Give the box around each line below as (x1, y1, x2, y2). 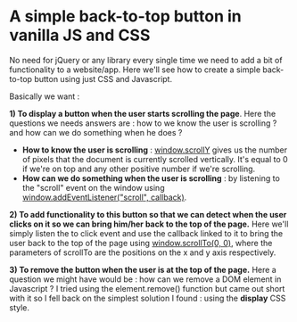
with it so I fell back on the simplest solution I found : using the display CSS (9, 293, 286, 303)
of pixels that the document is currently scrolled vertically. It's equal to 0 (21, 153, 288, 164)
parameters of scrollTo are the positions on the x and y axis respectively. (9, 247, 276, 258)
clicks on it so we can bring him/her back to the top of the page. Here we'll (9, 219, 289, 229)
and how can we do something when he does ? (9, 127, 183, 137)
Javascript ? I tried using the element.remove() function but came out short (9, 283, 285, 293)
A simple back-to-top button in (9, 6, 243, 27)
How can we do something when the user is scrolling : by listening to (21, 172, 281, 184)
